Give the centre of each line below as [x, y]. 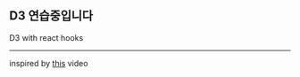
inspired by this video [49, 63]
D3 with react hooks [46, 37]
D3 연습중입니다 [51, 16]
